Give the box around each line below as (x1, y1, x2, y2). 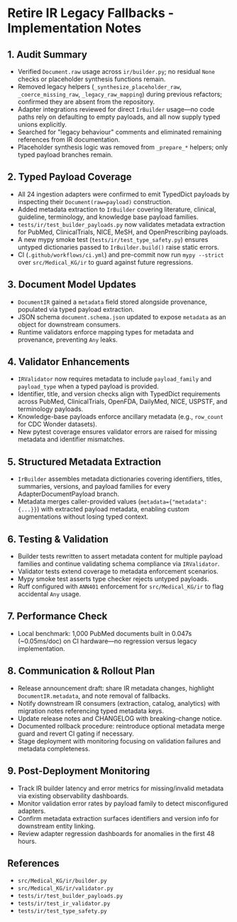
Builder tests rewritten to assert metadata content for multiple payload (17, 552, 223, 561)
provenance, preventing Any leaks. (17, 335, 118, 344)
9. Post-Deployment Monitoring (7, 765, 150, 777)
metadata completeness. (17, 744, 91, 753)
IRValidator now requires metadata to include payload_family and (17, 375, 211, 383)
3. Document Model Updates (7, 279, 136, 291)
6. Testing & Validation (7, 533, 109, 545)
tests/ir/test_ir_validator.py (17, 900, 111, 908)
